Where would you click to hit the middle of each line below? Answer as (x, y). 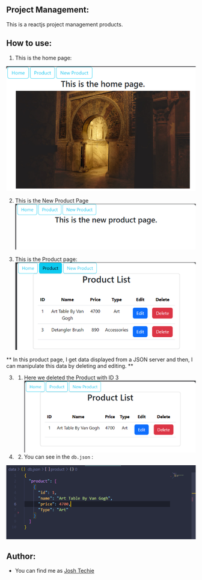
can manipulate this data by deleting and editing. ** (70, 365)
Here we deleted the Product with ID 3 (71, 377)
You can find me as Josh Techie (54, 571)
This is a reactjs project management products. (65, 24)
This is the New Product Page (52, 200)
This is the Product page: (46, 259)
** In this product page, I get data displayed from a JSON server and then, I (99, 359)
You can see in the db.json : (59, 457)
